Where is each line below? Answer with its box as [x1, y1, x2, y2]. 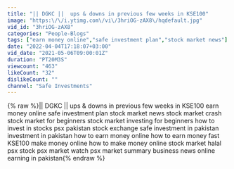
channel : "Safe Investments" [7, 82, 93, 89]
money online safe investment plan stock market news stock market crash [7, 109, 222, 118]
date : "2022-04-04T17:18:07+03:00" [7, 43, 112, 50]
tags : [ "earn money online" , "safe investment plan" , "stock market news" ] [7, 37, 228, 44]
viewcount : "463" [7, 63, 58, 70]
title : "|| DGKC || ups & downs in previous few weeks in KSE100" [7, 10, 209, 18]
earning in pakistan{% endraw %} [7, 154, 105, 163]
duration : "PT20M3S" [7, 56, 68, 63]
